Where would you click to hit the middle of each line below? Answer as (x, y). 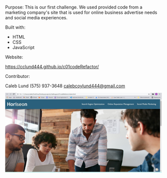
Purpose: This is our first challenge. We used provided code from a (74, 7)
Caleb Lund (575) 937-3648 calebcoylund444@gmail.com (65, 86)
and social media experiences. (37, 18)
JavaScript (23, 47)
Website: (14, 57)
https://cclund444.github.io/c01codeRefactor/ (52, 67)
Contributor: (18, 76)
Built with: (15, 27)
